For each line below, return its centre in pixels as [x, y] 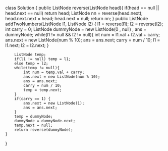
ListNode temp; [30, 55]
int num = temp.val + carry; [54, 72]
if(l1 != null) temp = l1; [43, 59]
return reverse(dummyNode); [44, 130]
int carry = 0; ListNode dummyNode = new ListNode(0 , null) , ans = [76, 29]
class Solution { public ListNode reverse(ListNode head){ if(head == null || [82, 8]
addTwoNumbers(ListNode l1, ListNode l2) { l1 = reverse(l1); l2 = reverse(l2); [84, 24]
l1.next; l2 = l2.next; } [27, 45]
